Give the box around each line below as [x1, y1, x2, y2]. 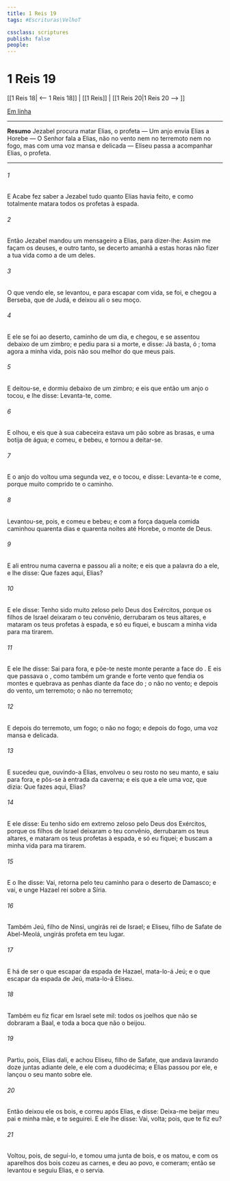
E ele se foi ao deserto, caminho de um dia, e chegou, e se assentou [7, 333, 200, 341]
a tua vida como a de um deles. [7, 251, 96, 260]
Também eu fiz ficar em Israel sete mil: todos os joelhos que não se [7, 1011, 197, 1020]
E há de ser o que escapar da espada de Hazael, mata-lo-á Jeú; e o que [7, 967, 211, 976]
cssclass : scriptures [7, 29, 69, 36]
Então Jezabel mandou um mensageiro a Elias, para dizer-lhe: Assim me [7, 236, 211, 245]
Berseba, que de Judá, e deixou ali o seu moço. [7, 295, 142, 304]
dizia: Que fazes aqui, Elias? [7, 783, 86, 791]
